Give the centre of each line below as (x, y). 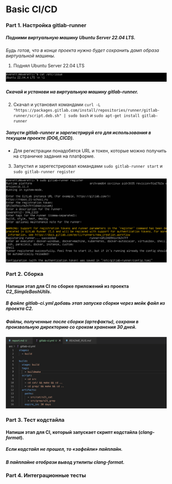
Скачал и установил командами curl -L (57, 105)
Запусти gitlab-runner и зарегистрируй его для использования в (78, 132)
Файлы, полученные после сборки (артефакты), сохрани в (72, 321)
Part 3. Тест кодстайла (35, 420)
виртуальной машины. (31, 56)
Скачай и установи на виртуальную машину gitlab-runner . (72, 92)
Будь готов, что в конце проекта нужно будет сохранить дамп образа (83, 50)
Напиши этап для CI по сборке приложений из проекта (67, 286)
